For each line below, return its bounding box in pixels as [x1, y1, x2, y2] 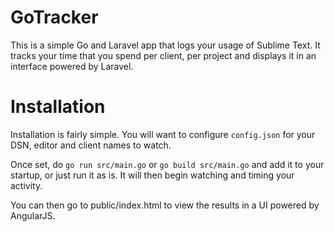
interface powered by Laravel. [10, 60, 134, 72]
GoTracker [10, 6, 99, 29]
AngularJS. [10, 209, 56, 221]
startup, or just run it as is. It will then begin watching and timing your [10, 169, 295, 181]
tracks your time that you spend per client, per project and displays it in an [10, 49, 317, 61]
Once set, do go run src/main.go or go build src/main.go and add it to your [10, 158, 325, 170]
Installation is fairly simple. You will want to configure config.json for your [10, 128, 316, 140]
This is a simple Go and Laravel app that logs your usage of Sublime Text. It [10, 39, 321, 51]
